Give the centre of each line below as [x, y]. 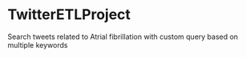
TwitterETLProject [69, 15]
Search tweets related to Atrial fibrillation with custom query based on [123, 37]
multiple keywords [38, 44]
